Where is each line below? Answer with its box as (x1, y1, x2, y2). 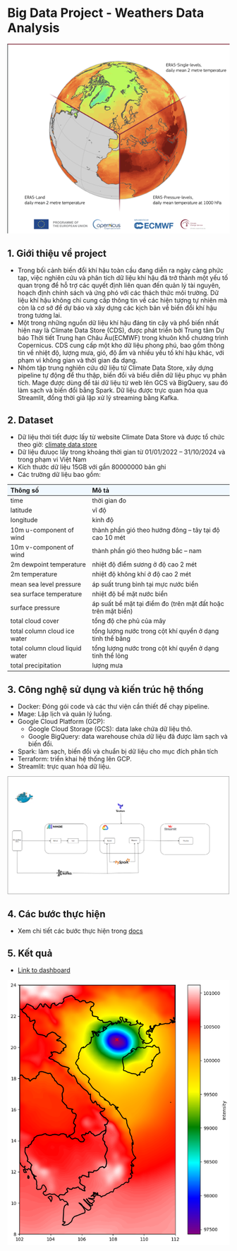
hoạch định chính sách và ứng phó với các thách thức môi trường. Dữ (17, 289, 219, 297)
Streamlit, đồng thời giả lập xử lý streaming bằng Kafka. (17, 394, 179, 402)
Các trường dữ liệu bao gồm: (17, 471, 101, 479)
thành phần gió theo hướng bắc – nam (92, 547, 202, 555)
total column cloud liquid (10, 643, 82, 652)
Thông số (10, 485, 39, 495)
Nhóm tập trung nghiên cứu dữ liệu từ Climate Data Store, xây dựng (17, 363, 214, 372)
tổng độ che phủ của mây (92, 617, 166, 625)
